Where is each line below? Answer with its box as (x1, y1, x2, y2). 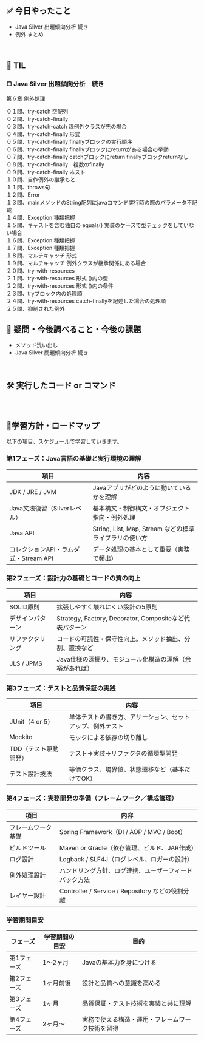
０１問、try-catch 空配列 (6, 107, 69, 115)
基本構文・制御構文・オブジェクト (92, 504, 190, 512)
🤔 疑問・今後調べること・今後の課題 (6, 324, 141, 334)
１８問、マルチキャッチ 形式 (6, 251, 77, 259)
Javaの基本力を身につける (81, 958, 157, 966)
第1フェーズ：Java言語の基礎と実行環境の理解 (6, 455, 141, 463)
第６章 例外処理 (6, 95, 46, 102)
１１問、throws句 (6, 183, 50, 191)
